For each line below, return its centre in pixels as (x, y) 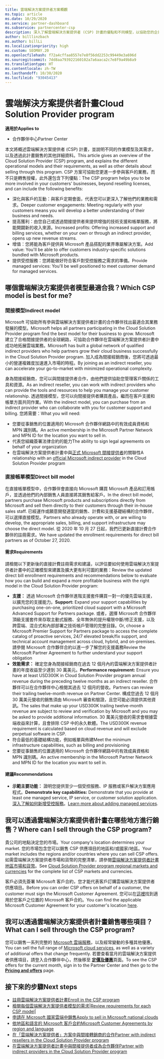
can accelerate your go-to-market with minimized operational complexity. (79, 369)
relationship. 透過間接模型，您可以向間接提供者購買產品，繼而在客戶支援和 (80, 396)
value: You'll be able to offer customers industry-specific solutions (79, 249)
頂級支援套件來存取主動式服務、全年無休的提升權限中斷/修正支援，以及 (83, 619)
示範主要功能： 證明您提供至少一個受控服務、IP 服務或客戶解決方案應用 (84, 786)
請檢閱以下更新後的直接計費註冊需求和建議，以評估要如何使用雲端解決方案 (80, 563)
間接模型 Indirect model (32, 310)
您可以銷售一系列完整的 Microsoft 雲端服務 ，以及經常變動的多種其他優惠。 (80, 942)
